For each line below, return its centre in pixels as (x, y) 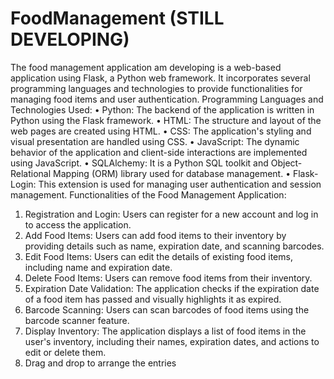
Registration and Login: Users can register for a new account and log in (171, 214)
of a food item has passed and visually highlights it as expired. (153, 299)
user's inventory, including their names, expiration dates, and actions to (172, 341)
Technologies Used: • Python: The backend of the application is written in (162, 109)
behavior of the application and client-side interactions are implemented (159, 152)
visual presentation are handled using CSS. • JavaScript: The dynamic (155, 141)
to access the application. (78, 224)
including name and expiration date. (98, 267)
